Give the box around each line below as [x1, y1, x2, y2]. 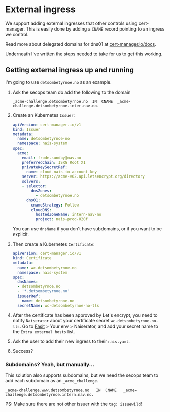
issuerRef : [17, 293, 41, 299]
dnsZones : [31, 188, 52, 193]
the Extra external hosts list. [12, 328, 75, 334]
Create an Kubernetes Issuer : [12, 112, 75, 118]
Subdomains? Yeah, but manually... [5, 361, 95, 368]
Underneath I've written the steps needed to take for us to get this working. [5, 51, 163, 57]
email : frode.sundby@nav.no [22, 155, 81, 160]
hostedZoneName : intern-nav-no [35, 212, 102, 217]
